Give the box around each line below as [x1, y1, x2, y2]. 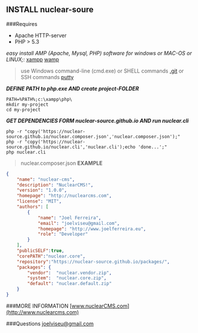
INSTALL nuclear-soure [6, 5, 94, 15]
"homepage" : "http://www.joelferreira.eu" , [37, 226, 146, 232]
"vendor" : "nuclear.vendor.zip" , [27, 270, 112, 276]
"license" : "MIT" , [16, 198, 62, 204]
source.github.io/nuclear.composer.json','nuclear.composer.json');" [6, 133, 181, 139]
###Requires [6, 20, 38, 27]
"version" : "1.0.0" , [16, 187, 67, 194]
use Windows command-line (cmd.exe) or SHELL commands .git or [20, 67, 184, 74]
